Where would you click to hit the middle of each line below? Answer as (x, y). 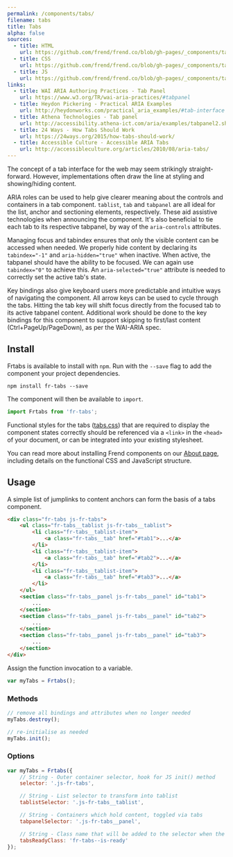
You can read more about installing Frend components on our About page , (113, 453)
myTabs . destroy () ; (34, 719)
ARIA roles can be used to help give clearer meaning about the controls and (115, 197)
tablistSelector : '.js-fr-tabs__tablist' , (82, 803)
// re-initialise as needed (48, 732)
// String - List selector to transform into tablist (99, 796)
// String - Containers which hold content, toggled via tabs (111, 815)
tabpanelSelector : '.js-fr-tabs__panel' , (80, 821)
